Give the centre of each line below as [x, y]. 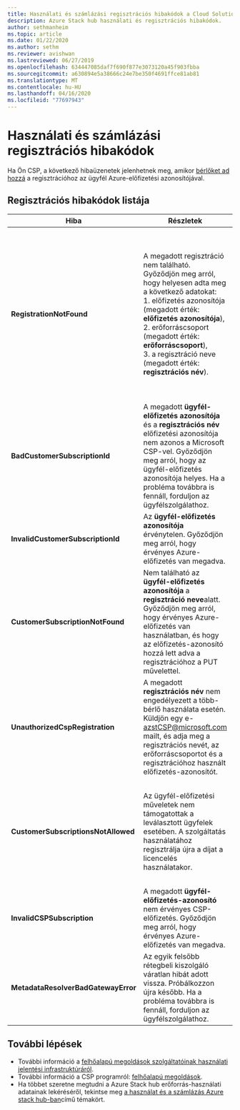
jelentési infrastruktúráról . [56, 1069]
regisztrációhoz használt [185, 762]
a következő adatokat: [180, 291]
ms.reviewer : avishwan [41, 54]
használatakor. [168, 867]
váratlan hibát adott [176, 974]
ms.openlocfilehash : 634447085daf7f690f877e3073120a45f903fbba [104, 67]
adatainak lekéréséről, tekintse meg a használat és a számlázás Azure [120, 1091]
